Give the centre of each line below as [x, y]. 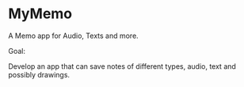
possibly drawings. [39, 74]
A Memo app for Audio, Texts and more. [73, 36]
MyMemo [40, 14]
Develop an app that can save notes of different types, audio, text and [122, 66]
